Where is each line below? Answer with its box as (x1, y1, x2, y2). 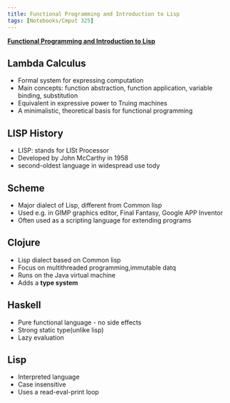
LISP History (7, 127, 64, 139)
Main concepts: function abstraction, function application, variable (17, 83, 213, 93)
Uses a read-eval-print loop (17, 388, 100, 397)
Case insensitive (17, 380, 66, 389)
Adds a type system (17, 278, 78, 287)
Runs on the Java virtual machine (17, 270, 116, 279)
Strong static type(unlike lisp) (17, 325, 105, 334)
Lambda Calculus (7, 57, 87, 69)
